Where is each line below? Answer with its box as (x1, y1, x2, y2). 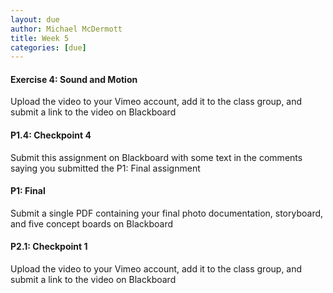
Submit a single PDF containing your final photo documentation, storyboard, (10, 207, 324, 219)
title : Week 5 (10, 33, 70, 43)
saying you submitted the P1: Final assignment (10, 162, 201, 174)
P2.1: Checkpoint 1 (10, 241, 88, 253)
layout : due (10, 14, 60, 25)
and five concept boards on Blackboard (10, 217, 173, 230)
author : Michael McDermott (10, 24, 123, 34)
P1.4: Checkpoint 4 (10, 129, 92, 141)
